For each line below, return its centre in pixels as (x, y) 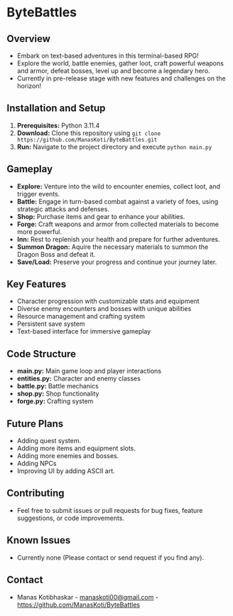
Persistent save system (51, 324)
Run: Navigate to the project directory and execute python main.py (114, 147)
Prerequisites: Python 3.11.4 (58, 125)
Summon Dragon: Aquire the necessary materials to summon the (113, 247)
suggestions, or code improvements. (71, 518)
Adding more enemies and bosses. (68, 456)
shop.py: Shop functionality (58, 394)
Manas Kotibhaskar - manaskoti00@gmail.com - (88, 597)
